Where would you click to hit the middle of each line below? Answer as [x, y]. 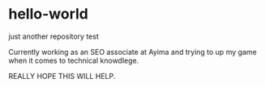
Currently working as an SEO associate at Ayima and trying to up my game [132, 52]
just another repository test [53, 36]
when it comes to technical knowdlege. [74, 60]
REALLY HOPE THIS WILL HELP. [62, 76]
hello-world [49, 14]
